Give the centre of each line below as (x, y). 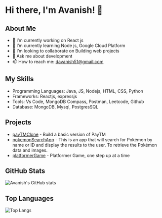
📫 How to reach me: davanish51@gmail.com (58, 62)
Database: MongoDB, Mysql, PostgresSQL (55, 107)
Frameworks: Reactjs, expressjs (45, 96)
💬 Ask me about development (42, 56)
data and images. (30, 150)
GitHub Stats (25, 171)
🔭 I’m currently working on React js (48, 40)
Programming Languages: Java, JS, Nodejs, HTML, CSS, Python (78, 91)
